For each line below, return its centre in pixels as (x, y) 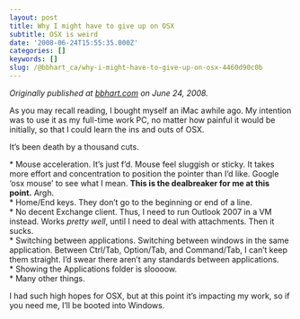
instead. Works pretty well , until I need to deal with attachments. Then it (142, 221)
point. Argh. (32, 193)
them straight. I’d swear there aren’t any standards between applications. (145, 259)
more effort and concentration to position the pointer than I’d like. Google (144, 173)
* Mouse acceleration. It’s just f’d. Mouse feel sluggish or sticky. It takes (142, 164)
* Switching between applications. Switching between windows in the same (149, 240)
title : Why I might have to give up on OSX (92, 26)
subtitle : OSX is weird (54, 34)
